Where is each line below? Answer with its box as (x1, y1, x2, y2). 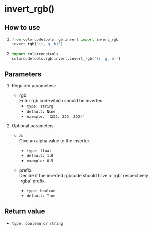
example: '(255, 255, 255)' (26, 115, 85, 119)
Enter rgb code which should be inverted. (19, 98, 104, 104)
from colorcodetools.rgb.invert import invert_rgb (11, 37, 119, 42)
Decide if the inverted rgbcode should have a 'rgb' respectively (19, 173, 148, 179)
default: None (26, 109, 56, 114)
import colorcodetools (11, 51, 59, 56)
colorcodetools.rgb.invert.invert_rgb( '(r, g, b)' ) (11, 56, 121, 61)
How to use (4, 23, 40, 32)
